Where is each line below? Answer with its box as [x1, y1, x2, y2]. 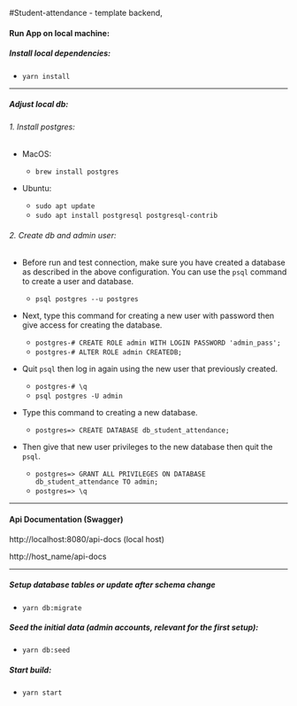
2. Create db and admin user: [9, 229, 117, 240]
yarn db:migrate [21, 603, 82, 612]
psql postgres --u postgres [34, 295, 139, 304]
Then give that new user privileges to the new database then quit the [21, 442, 273, 453]
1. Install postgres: [9, 121, 75, 132]
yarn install [21, 72, 71, 81]
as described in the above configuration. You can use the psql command [21, 267, 287, 277]
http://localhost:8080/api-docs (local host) [9, 533, 165, 544]
